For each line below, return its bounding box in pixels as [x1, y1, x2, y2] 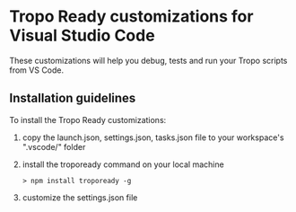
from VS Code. [9, 65, 65, 75]
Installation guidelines [9, 91, 136, 106]
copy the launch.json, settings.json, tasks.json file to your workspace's [22, 132, 284, 143]
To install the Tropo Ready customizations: [9, 114, 167, 125]
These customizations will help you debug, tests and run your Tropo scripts [9, 55, 288, 66]
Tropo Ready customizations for [9, 6, 254, 27]
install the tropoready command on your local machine [22, 159, 224, 170]
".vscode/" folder [22, 141, 86, 152]
